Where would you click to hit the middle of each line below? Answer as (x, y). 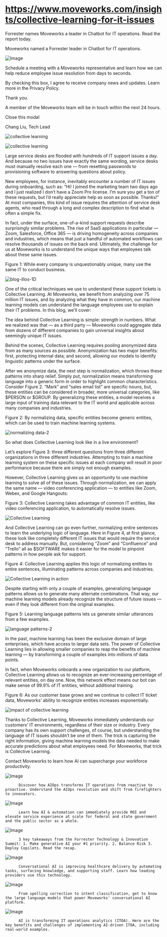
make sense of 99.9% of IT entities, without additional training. (70, 685)
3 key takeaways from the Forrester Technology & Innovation (83, 839)
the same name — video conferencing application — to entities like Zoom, (81, 488)
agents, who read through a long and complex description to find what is (80, 207)
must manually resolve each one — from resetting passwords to (71, 166)
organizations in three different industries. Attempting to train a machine (79, 457)
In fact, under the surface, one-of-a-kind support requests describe (75, 222)
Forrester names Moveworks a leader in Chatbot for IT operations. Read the (83, 33)
